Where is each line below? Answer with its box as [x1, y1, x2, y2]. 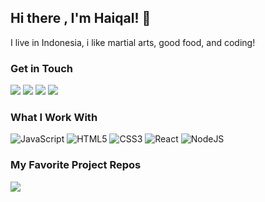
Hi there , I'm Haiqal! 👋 [10, 10, 152, 27]
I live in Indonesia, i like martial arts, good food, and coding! [10, 36, 256, 48]
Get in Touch [10, 61, 74, 75]
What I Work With [10, 111, 98, 125]
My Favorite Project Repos [10, 158, 142, 172]
